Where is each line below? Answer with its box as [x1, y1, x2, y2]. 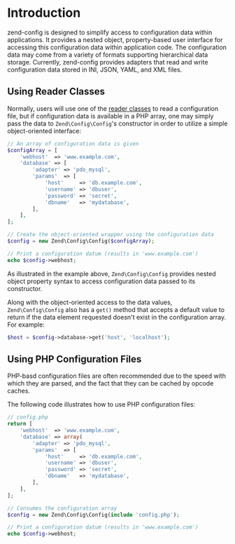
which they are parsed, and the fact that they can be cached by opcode [7, 379, 214, 388]
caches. [7, 387, 30, 395]
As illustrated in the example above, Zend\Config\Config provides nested [7, 269, 217, 278]
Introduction [7, 5, 81, 21]
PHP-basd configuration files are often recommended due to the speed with [7, 372, 226, 380]
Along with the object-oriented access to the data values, [7, 298, 173, 306]
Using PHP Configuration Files [7, 353, 142, 365]
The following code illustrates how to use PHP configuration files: [7, 400, 196, 409]
